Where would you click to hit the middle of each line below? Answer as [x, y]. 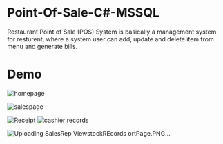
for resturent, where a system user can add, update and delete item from [110, 39]
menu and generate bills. [42, 46]
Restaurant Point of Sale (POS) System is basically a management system [112, 32]
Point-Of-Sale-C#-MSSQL [84, 13]
